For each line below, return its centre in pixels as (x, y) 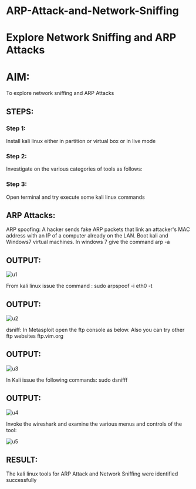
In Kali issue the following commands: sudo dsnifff (67, 380)
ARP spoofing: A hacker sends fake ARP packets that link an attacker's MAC (98, 229)
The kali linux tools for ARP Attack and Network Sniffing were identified (92, 474)
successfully (21, 480)
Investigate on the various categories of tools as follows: (74, 169)
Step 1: (16, 128)
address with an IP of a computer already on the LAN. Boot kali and (87, 236)
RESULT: (22, 460)
